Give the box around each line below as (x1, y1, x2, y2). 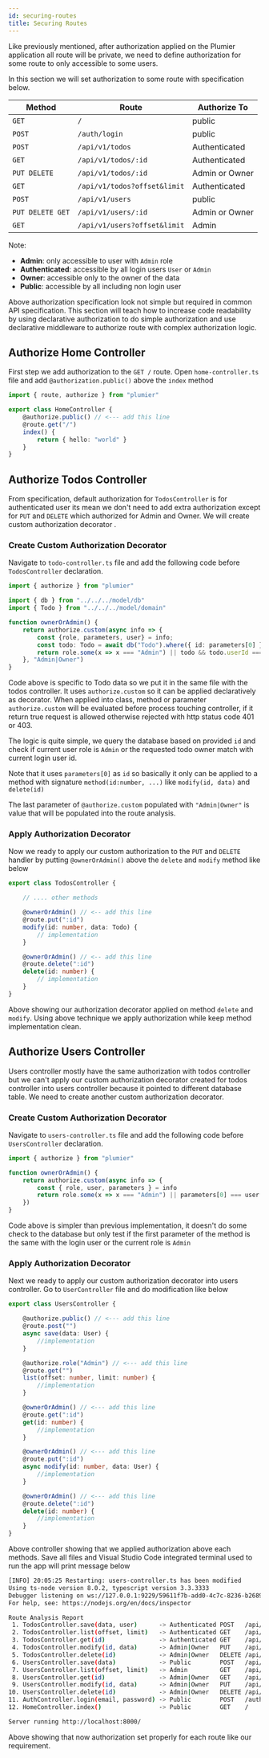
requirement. (8, 1740, 50, 1750)
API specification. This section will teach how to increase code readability (8, 305, 251, 315)
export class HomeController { (8, 406, 113, 414)
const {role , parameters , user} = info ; (37, 633, 174, 641)
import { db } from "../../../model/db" (8, 596, 146, 605)
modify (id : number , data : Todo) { (22, 923, 138, 931)
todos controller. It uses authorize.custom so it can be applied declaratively (8, 686, 256, 696)
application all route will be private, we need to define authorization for (8, 50, 242, 59)
